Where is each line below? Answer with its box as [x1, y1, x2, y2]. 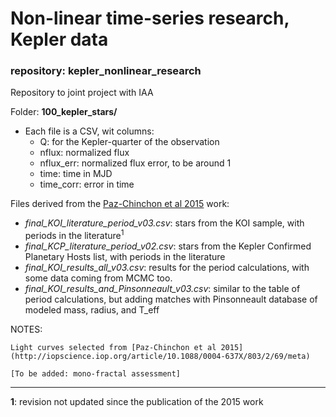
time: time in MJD [39, 168, 113, 180]
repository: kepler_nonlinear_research [10, 64, 202, 78]
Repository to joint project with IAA [10, 87, 154, 99]
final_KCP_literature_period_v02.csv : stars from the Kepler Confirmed [24, 240, 312, 252]
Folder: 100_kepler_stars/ [10, 106, 118, 118]
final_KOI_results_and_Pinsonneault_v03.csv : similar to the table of [24, 283, 301, 295]
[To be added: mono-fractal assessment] [10, 369, 182, 379]
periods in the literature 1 [24, 228, 125, 242]
